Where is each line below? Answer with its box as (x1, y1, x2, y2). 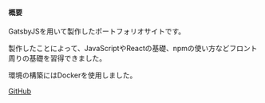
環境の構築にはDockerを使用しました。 (8, 70, 137, 80)
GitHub (8, 86, 32, 96)
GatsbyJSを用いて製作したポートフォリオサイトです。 (8, 26, 186, 36)
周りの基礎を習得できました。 (8, 53, 106, 63)
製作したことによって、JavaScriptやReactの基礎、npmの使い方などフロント (8, 44, 258, 53)
